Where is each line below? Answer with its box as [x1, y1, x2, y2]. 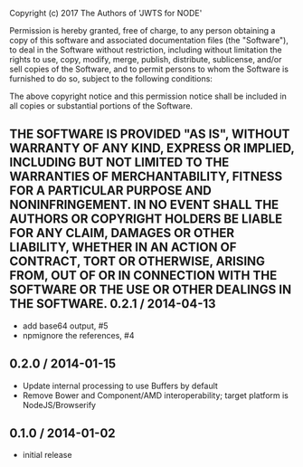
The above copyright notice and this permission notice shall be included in [9, 91, 287, 101]
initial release [22, 450, 72, 461]
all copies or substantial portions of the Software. [9, 100, 193, 111]
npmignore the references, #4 [22, 329, 135, 340]
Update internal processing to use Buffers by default [22, 380, 219, 391]
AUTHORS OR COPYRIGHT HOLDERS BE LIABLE [9, 212, 283, 227]
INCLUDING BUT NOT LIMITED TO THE [9, 155, 230, 170]
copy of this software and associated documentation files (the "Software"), [9, 35, 289, 45]
